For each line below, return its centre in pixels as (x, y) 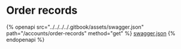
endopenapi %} (25, 39)
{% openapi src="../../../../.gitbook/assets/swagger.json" (75, 27)
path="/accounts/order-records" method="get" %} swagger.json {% (91, 33)
